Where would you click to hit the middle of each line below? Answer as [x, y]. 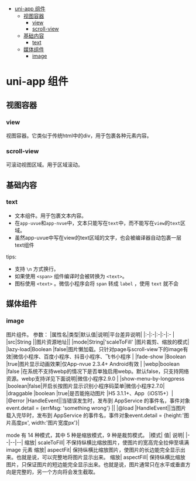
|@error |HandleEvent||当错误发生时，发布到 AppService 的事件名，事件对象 [98, 401]
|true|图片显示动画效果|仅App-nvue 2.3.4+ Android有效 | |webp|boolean [93, 364]
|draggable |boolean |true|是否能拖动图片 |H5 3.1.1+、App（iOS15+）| [90, 393]
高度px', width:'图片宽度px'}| [45, 422]
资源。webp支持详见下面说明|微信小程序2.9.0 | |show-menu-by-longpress [95, 378]
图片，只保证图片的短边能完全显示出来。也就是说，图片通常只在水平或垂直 [96, 464]
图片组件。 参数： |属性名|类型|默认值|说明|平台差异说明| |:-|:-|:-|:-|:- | [90, 334]
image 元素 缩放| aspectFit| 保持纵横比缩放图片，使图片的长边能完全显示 [93, 450]
